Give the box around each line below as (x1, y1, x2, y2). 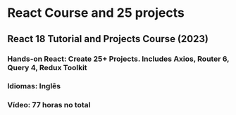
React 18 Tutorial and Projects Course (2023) (7, 33, 209, 45)
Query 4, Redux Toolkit (7, 62, 87, 72)
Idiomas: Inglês (7, 81, 61, 91)
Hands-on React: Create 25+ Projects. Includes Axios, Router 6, (7, 54, 230, 64)
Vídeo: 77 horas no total (7, 100, 91, 110)
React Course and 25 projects (7, 5, 185, 21)
